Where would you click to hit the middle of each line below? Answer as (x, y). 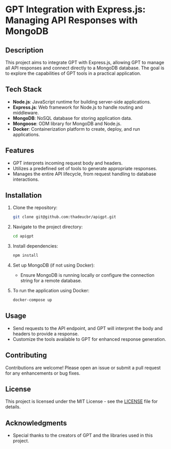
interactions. (26, 179)
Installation (24, 196)
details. (13, 407)
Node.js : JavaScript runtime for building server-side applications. (82, 101)
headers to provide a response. (46, 334)
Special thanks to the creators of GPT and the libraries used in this (83, 435)
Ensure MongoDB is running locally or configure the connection (87, 275)
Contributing (26, 355)
